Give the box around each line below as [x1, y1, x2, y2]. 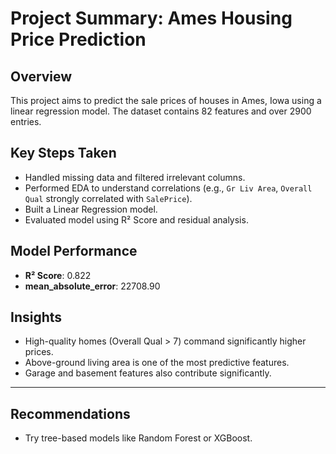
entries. [10, 116, 42, 127]
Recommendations [10, 405, 131, 422]
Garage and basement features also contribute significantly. [24, 367, 272, 379]
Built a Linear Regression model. [24, 203, 158, 215]
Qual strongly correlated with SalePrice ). [24, 192, 193, 204]
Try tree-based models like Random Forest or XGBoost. [24, 432, 253, 444]
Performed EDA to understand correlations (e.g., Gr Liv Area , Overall [24, 182, 313, 194]
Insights [10, 309, 63, 326]
